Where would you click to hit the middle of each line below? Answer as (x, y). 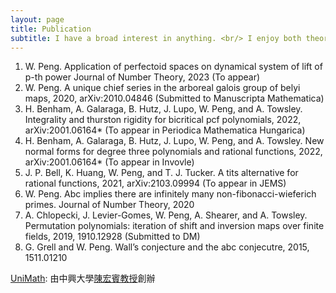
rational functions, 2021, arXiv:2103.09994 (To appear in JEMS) (155, 183)
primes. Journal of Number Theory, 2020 (109, 205)
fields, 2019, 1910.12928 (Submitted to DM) (112, 237)
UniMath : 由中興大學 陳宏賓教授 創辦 (83, 278)
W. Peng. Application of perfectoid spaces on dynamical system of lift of (173, 67)
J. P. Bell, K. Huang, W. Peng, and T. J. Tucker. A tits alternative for (161, 173)
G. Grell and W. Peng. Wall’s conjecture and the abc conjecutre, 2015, (167, 247)
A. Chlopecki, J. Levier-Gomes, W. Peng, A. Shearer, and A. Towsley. (166, 215)
